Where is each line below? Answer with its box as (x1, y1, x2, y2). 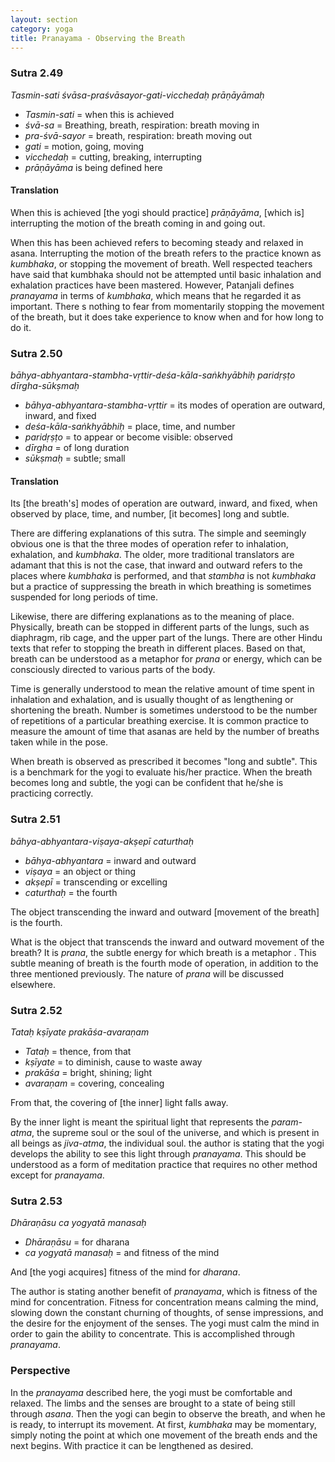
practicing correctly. (10, 787, 94, 800)
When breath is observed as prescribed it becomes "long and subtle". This (10, 756, 318, 768)
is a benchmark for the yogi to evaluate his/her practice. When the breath (10, 766, 313, 778)
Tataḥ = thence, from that (24, 1045, 132, 1057)
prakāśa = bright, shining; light (24, 1066, 153, 1078)
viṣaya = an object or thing (24, 865, 136, 877)
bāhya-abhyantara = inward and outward (24, 854, 197, 866)
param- (271, 1116, 303, 1128)
